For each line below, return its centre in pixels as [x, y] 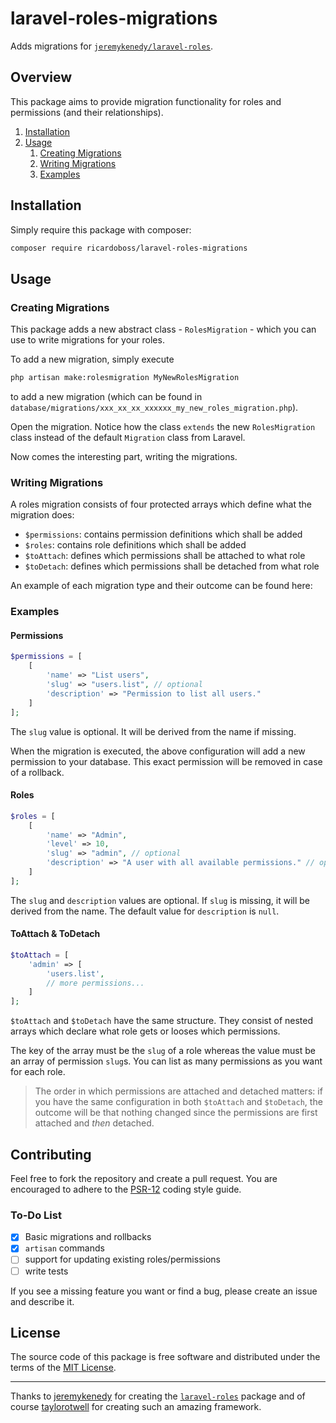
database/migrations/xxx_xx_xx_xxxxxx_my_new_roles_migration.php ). [154, 407]
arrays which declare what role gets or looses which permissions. [145, 1031]
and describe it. [42, 1301]
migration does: [42, 515]
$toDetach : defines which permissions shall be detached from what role [172, 566]
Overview [41, 77]
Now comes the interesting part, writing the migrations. [124, 456]
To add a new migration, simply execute [92, 359]
